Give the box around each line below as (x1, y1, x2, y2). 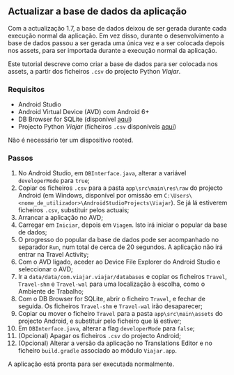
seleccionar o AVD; (17, 265, 74, 273)
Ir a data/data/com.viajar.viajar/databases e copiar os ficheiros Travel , (17, 273, 227, 281)
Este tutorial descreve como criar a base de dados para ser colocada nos (8, 59, 218, 68)
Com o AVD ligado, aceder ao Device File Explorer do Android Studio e (17, 257, 221, 266)
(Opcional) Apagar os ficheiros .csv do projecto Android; (17, 332, 182, 340)
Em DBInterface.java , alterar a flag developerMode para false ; (17, 324, 195, 333)
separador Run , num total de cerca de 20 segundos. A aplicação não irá (17, 243, 224, 251)
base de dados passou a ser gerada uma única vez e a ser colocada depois (8, 38, 225, 47)
